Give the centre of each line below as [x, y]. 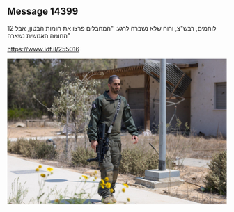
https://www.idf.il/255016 [44, 49]
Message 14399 [43, 11]
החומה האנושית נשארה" [39, 35]
